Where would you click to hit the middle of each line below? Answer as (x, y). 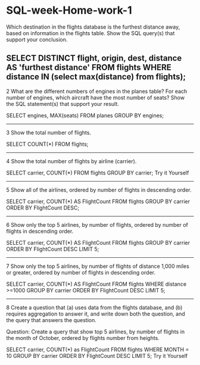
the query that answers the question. (51, 320)
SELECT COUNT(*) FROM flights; (47, 144)
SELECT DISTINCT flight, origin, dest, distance (94, 58)
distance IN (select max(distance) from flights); (96, 77)
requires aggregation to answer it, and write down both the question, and (96, 314)
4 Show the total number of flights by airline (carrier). (71, 161)
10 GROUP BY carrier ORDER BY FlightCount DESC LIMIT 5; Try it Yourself (97, 355)
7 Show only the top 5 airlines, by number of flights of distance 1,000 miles (98, 266)
